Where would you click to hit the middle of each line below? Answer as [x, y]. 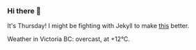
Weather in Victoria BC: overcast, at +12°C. [69, 39]
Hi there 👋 [24, 11]
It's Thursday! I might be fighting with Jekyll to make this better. [98, 26]
